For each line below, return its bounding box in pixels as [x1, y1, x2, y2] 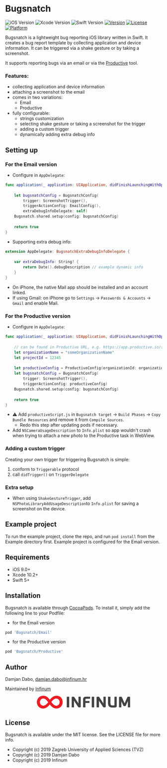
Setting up [5, 146, 38, 154]
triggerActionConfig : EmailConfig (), [23, 203, 101, 208]
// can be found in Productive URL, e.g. [14, 344, 101, 349]
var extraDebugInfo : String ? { [14, 260, 79, 265]
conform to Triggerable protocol [12, 466, 80, 472]
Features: [5, 72, 29, 79]
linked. [12, 290, 26, 296]
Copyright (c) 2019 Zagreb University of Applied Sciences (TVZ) [12, 747, 144, 753]
